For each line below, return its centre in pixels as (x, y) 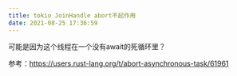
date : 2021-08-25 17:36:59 (53, 23)
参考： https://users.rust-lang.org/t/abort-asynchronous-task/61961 (118, 63)
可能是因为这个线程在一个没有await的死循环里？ (87, 46)
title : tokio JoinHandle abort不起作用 (72, 15)
